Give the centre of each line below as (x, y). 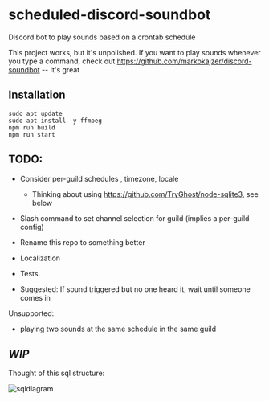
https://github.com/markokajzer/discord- (184, 61)
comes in (35, 297)
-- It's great (61, 69)
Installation (37, 95)
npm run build (32, 127)
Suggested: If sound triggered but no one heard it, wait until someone (135, 289)
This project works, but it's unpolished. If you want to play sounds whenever (134, 52)
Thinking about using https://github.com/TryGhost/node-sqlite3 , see (145, 194)
